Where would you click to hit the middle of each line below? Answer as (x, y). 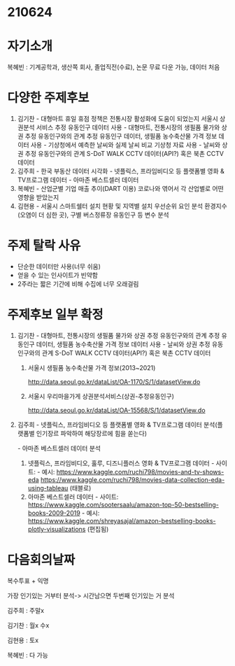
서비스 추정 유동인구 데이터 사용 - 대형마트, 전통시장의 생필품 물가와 (128, 127)
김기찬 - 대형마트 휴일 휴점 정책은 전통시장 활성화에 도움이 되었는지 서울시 (117, 119)
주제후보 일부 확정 (55, 315)
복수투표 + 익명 (28, 581)
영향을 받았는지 (38, 197)
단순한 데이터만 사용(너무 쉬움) (59, 266)
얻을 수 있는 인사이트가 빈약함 (57, 275)
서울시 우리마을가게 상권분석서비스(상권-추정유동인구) (101, 396)
